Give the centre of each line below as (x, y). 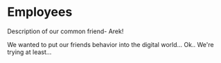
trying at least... (29, 52)
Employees (40, 12)
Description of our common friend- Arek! (65, 31)
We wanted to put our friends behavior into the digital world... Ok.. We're (110, 44)
